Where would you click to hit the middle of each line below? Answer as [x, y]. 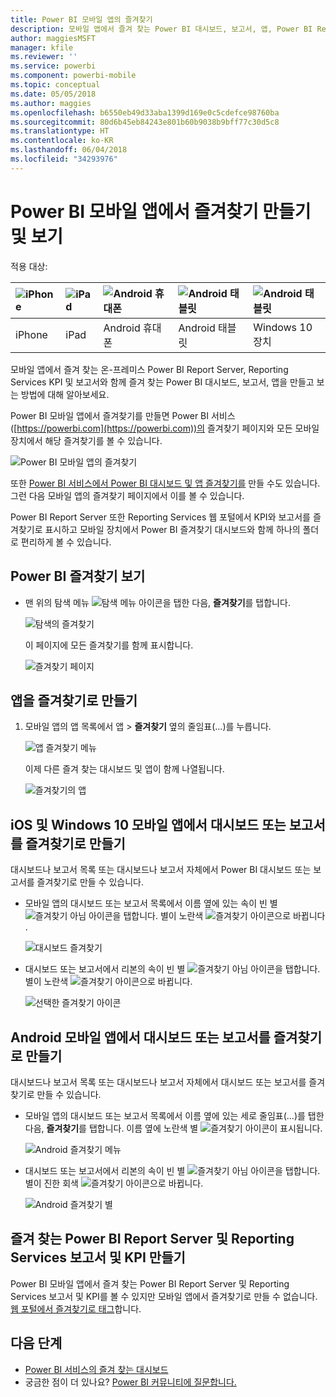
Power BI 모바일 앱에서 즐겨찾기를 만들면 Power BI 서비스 [123, 415]
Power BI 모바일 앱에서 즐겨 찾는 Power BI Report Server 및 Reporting [150, 1283]
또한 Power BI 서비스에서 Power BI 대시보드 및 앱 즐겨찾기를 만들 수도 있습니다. [165, 483]
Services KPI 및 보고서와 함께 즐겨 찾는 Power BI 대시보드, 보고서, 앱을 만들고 [162, 382]
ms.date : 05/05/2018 [53, 94]
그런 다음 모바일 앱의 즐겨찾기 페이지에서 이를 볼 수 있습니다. [127, 495]
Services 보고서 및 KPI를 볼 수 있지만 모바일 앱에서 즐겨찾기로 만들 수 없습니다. [164, 1296]
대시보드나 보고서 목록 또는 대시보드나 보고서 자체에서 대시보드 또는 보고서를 [158, 1082]
